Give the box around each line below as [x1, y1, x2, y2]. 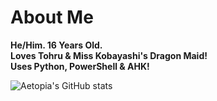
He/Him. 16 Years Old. [10, 39, 103, 51]
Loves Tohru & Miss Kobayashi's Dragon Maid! [10, 49, 208, 61]
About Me [10, 6, 94, 29]
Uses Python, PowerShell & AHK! [10, 60, 150, 72]
